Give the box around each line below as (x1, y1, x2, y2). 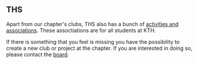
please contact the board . (6, 50, 70, 58)
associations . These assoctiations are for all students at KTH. (6, 27, 156, 34)
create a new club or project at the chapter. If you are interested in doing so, (6, 44, 193, 52)
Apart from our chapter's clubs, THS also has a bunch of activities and (6, 20, 179, 27)
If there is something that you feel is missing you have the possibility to (6, 38, 180, 45)
